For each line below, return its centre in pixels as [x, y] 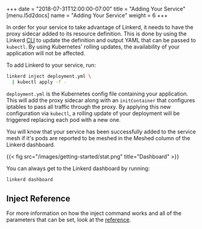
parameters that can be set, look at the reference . [69, 220]
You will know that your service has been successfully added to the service [101, 132]
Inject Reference [38, 199]
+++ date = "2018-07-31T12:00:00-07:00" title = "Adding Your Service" [96, 9]
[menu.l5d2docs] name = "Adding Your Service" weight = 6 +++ [87, 15]
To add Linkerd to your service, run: [51, 65]
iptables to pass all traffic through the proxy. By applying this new [89, 107]
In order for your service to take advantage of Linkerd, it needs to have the [100, 27]
